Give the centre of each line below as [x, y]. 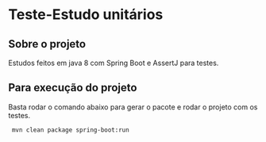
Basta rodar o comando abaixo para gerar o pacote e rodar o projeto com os [133, 107]
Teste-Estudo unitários [86, 15]
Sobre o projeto [47, 44]
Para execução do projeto [73, 88]
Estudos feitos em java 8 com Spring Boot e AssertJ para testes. [114, 63]
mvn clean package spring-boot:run [70, 130]
